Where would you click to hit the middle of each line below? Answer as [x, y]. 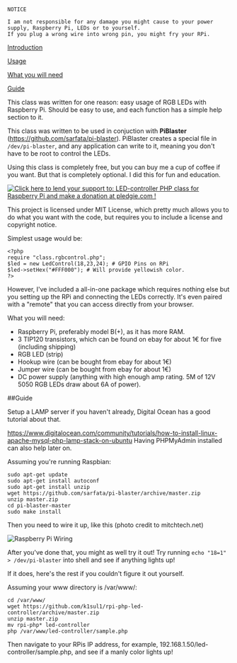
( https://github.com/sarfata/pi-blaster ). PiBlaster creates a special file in [112, 138]
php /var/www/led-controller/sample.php [68, 631]
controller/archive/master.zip [53, 613]
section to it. [25, 117]
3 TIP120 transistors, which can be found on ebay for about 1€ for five [119, 339]
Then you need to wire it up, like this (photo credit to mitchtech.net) [105, 525]
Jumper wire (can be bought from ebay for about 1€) [94, 369]
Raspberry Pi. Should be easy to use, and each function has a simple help [115, 110]
